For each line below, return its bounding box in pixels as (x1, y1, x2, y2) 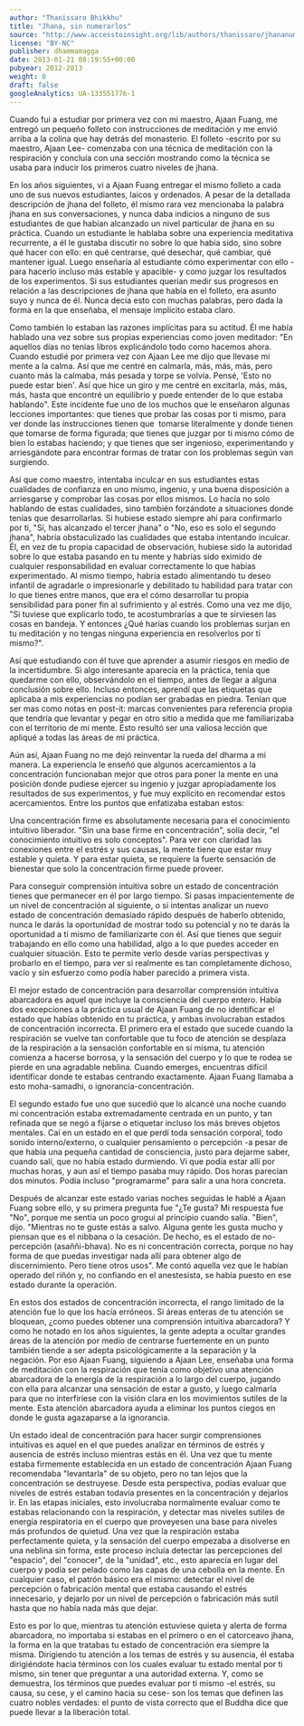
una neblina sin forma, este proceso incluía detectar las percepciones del (9, 1544, 283, 1556)
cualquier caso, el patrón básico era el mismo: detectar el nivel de (9, 1573, 255, 1584)
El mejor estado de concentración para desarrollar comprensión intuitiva (9, 984, 279, 995)
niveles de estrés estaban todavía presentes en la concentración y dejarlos (9, 1487, 289, 1498)
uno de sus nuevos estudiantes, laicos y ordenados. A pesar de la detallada (9, 189, 291, 200)
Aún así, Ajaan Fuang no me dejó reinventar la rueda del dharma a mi (9, 749, 267, 760)
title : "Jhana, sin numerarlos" (9, 22, 131, 31)
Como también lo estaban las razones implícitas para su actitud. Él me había (9, 322, 294, 333)
